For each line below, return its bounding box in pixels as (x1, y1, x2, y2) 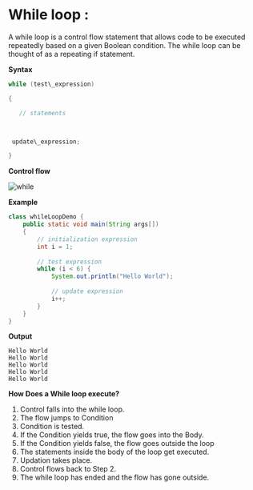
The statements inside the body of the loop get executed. (19, 447, 210, 457)
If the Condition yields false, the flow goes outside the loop (19, 439, 215, 448)
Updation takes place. (19, 456, 93, 465)
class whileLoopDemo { (8, 213, 84, 221)
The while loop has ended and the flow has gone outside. (19, 472, 210, 482)
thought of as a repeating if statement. (8, 49, 135, 58)
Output (8, 331, 33, 341)
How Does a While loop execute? (8, 389, 120, 399)
